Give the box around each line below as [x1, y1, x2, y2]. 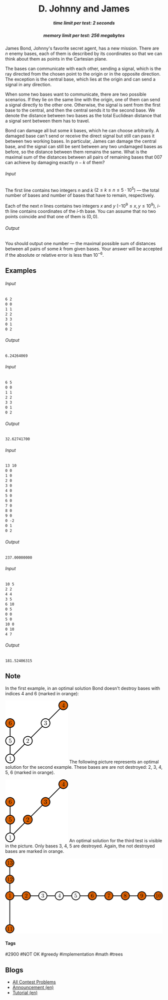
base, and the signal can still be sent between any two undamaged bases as [5, 143, 162, 149]
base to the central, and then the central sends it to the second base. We [5, 107, 155, 113]
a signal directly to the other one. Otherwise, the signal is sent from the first [5, 102, 161, 108]
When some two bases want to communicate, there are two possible [5, 91, 146, 97]
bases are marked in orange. [5, 848, 64, 854]
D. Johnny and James [38, 3, 130, 15]
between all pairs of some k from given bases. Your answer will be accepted [5, 246, 162, 252]
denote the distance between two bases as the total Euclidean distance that [5, 112, 161, 118]
